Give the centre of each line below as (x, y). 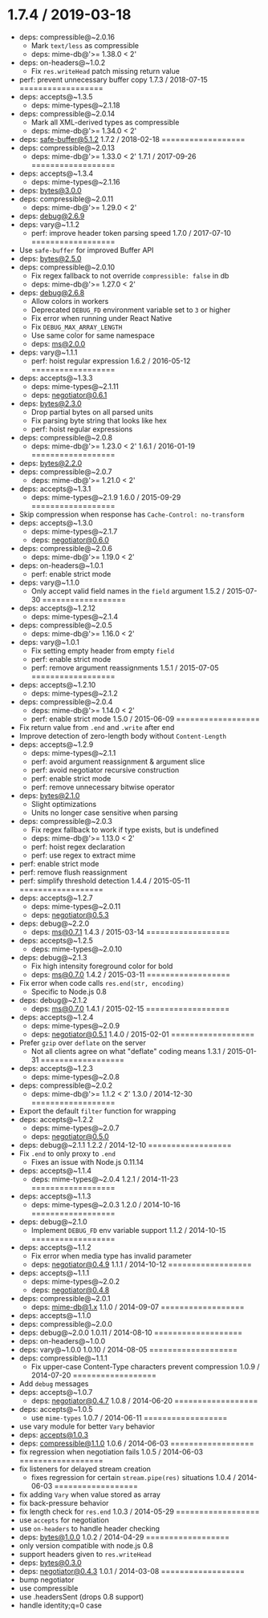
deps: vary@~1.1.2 (49, 224)
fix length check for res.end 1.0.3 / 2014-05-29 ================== (139, 1511)
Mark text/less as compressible (85, 45)
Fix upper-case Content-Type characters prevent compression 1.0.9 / (145, 1366)
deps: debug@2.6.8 (52, 292)
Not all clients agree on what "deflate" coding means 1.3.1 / (128, 1051)
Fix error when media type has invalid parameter (111, 1255)
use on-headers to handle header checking (89, 1528)
